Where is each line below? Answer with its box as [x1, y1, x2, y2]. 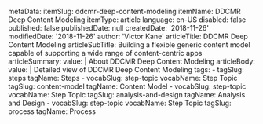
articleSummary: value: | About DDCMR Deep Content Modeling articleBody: [8, 57, 255, 66]
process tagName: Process [8, 107, 97, 116]
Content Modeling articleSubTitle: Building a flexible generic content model [8, 40, 250, 49]
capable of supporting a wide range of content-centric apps [8, 49, 203, 57]
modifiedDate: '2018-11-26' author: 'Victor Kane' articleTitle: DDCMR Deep [8, 31, 249, 41]
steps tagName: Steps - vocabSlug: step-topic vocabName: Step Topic [8, 74, 238, 82]
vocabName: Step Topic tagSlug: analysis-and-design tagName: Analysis [8, 90, 246, 99]
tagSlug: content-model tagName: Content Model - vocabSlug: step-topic [8, 82, 247, 91]
